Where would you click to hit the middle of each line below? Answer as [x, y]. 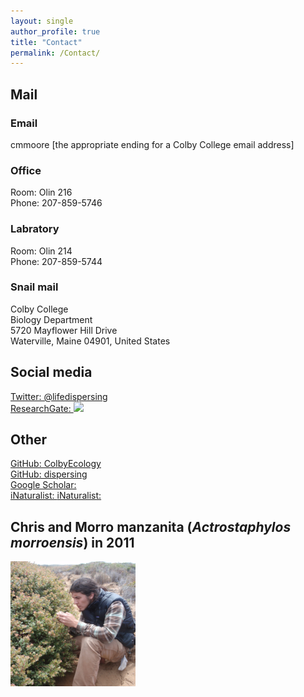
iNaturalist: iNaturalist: [56, 496]
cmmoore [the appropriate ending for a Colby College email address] [152, 144]
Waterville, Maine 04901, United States [90, 341]
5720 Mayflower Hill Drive [64, 330]
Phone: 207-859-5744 [56, 261]
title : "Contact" [46, 42]
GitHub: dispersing [49, 474]
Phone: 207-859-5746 [56, 203]
